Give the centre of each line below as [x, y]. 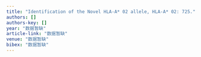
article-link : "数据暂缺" [37, 34]
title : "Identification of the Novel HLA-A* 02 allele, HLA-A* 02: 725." [101, 12]
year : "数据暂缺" [26, 28]
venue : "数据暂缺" [28, 39]
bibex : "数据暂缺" [28, 45]
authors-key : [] [27, 23]
